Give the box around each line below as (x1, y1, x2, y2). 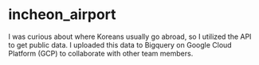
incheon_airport (8, 6, 117, 24)
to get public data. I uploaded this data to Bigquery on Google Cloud (8, 40, 233, 49)
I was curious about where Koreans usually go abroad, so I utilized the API (8, 32, 252, 41)
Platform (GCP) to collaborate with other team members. (8, 48, 194, 58)
